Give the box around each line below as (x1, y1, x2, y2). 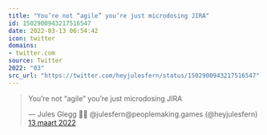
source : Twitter (8, 57, 63, 65)
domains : (8, 42, 38, 50)
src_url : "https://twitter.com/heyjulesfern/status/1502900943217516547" (8, 72, 261, 80)
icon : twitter (8, 34, 56, 43)
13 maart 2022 (27, 117, 76, 127)
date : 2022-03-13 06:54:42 (8, 27, 99, 35)
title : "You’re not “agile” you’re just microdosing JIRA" (8, 11, 210, 20)
